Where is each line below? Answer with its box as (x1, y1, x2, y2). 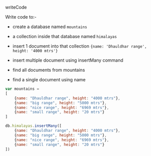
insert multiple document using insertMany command (12, 57, 123, 63)
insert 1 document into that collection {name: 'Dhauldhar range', (12, 43, 147, 49)
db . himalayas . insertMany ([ (5, 123, 62, 128)
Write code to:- (5, 14, 37, 20)
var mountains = (5, 86, 39, 91)
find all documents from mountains (12, 67, 86, 73)
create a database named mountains (12, 24, 87, 30)
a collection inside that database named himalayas (12, 34, 117, 39)
